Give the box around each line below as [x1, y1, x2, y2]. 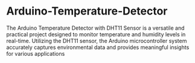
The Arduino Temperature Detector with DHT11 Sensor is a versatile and [6, 24, 185, 31]
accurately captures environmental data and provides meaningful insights [6, 44, 190, 51]
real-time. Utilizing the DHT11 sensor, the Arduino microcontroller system [6, 37, 187, 44]
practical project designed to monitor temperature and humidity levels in [6, 30, 186, 38]
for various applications [6, 50, 65, 57]
